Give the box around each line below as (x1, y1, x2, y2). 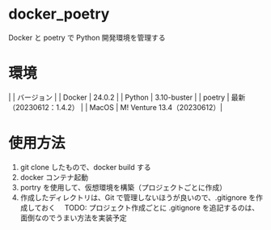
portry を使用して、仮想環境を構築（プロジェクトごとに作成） (19, 182, 227, 192)
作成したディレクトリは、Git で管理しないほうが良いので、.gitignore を (19, 192, 256, 202)
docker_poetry (8, 5, 110, 23)
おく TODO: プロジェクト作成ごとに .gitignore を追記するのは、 (40, 202, 260, 212)
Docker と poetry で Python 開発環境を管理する (8, 32, 166, 42)
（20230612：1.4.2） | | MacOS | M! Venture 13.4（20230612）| (8, 102, 223, 112)
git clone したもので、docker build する (19, 162, 151, 172)
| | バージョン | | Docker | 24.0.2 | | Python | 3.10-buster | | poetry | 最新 (8, 92, 246, 102)
